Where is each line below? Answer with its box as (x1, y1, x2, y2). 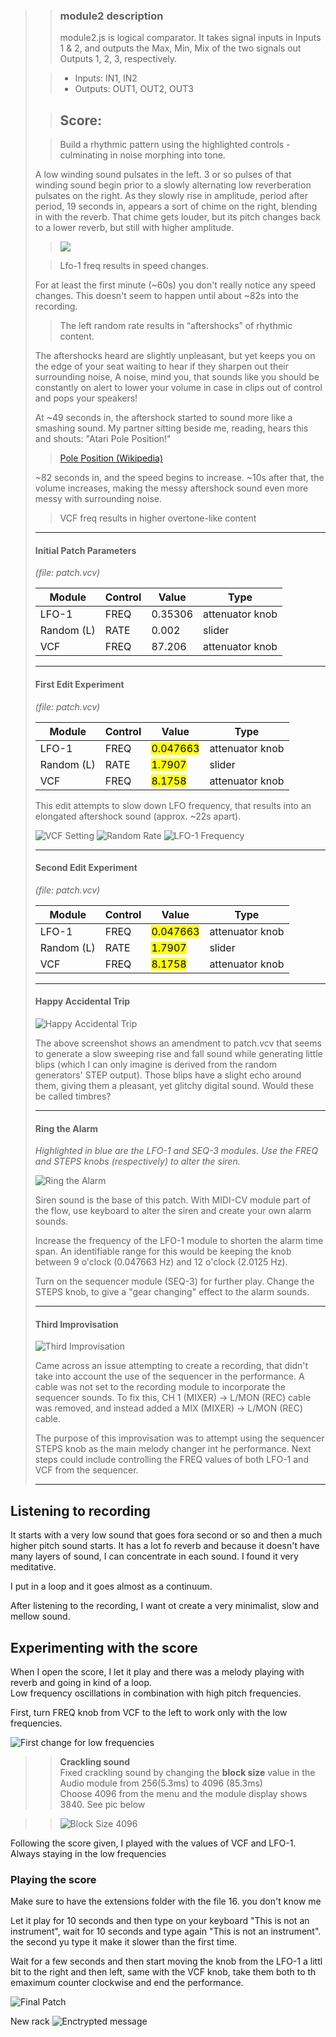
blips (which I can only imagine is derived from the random (34, 1058, 278, 1070)
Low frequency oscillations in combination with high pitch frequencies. (10, 1687, 302, 1699)
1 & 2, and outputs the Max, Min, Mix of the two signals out (59, 42, 302, 54)
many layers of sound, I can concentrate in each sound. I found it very (10, 1550, 299, 1563)
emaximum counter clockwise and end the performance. (10, 1977, 244, 1989)
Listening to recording (10, 1502, 151, 1519)
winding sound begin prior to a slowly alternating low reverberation (34, 179, 312, 191)
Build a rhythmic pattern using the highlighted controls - (59, 139, 291, 151)
